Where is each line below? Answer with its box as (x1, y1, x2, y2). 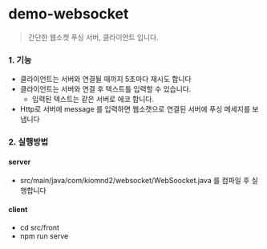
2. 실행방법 (8, 137, 49, 148)
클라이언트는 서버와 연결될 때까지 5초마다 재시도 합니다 (19, 74, 192, 84)
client (8, 204, 28, 214)
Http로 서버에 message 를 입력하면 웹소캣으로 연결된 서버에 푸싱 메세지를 (19, 104, 251, 114)
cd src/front (19, 222, 60, 232)
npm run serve (19, 231, 69, 241)
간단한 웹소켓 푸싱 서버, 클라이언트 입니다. (27, 32, 159, 42)
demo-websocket (8, 5, 129, 23)
